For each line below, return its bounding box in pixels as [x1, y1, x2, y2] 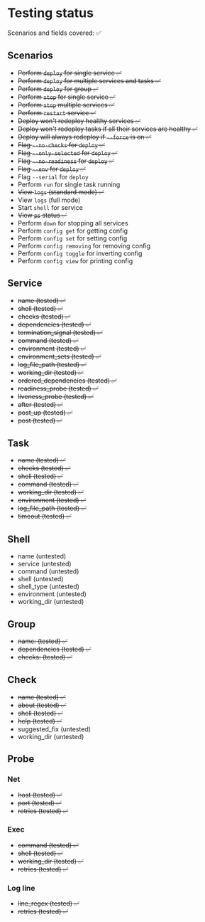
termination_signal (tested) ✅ [17, 328, 103, 337]
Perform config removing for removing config [17, 241, 151, 250]
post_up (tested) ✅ [17, 408, 73, 417]
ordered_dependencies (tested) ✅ [17, 376, 117, 385]
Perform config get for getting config [17, 226, 128, 235]
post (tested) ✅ [17, 416, 62, 425]
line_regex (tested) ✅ [17, 899, 80, 908]
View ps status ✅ [17, 211, 67, 219]
